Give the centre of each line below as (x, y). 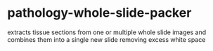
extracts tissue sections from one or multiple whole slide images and (106, 32)
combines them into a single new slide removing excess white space (106, 39)
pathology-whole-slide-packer (99, 13)
